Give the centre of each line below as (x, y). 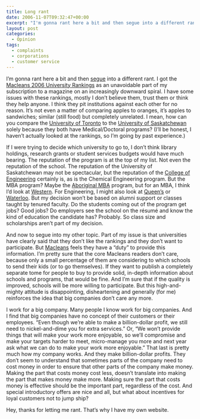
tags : (13, 45)
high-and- (169, 285)
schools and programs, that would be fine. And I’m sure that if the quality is (98, 279)
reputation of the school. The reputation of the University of (79, 166)
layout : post (22, 28)
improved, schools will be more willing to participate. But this (81, 285)
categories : (21, 34)
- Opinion (24, 39)
